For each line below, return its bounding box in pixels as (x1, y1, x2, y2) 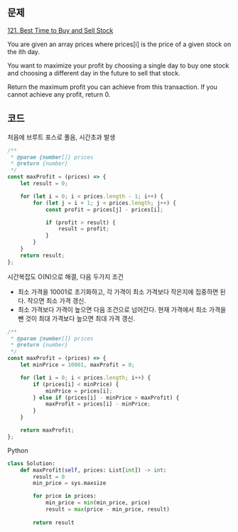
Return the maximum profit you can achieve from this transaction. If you (7, 83, 218, 91)
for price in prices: (33, 493, 97, 500)
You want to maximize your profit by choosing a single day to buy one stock (7, 61, 229, 70)
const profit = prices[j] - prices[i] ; (45, 206, 163, 213)
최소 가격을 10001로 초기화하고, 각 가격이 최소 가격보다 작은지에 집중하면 (17, 287, 219, 296)
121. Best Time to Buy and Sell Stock (7, 26, 114, 34)
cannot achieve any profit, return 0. (7, 90, 111, 98)
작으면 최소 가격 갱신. (27, 296, 87, 304)
